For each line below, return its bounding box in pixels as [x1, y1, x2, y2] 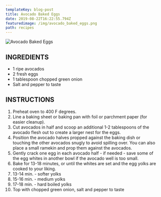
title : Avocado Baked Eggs [5, 12, 60, 17]
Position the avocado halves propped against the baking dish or [12, 134, 141, 140]
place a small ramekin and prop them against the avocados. [12, 145, 132, 151]
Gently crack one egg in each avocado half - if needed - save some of [12, 150, 154, 156]
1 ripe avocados [12, 66, 44, 71]
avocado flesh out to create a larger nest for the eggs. [12, 129, 121, 135]
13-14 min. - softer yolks [12, 171, 61, 176]
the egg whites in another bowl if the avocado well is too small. [12, 155, 139, 161]
